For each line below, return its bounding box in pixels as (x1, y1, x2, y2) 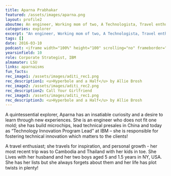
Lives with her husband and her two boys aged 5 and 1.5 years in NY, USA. (5, 154, 162, 160)
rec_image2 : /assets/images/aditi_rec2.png (5, 83, 99, 88)
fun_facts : (5, 69, 28, 74)
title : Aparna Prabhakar (5, 7, 58, 13)
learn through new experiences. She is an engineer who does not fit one (5, 117, 157, 123)
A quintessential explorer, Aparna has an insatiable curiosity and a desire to (5, 112, 163, 118)
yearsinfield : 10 (5, 50, 42, 55)
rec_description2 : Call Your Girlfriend (5, 88, 93, 93)
